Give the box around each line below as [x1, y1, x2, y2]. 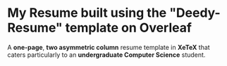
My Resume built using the [7, 5, 167, 21]
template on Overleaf [65, 20, 192, 36]
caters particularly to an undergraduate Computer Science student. [7, 51, 206, 59]
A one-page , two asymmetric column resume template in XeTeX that [7, 43, 210, 51]
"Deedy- [168, 5, 221, 21]
